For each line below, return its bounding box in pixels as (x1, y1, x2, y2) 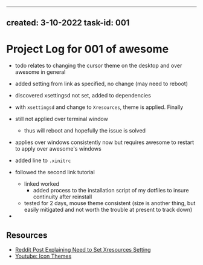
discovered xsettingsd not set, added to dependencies (14, 92, 151, 99)
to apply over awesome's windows (14, 145, 101, 152)
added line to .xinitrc (14, 157, 71, 164)
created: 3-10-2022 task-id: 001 (6, 18, 130, 28)
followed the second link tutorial (14, 169, 95, 176)
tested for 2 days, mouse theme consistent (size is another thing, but (24, 200, 196, 207)
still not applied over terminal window (14, 116, 109, 123)
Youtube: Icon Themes (14, 252, 72, 260)
